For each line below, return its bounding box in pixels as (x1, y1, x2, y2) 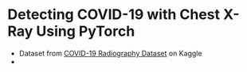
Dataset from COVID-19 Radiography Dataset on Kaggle (18, 48, 202, 58)
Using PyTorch (36, 22, 135, 40)
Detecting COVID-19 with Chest (7, 6, 221, 24)
